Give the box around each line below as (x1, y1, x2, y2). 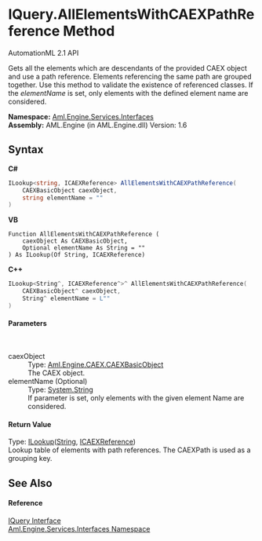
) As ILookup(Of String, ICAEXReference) (8, 251, 146, 259)
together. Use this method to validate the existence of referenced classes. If (8, 80, 253, 90)
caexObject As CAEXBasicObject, (22, 237, 128, 245)
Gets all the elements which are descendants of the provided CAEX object (8, 63, 247, 72)
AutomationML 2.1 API (8, 48, 79, 57)
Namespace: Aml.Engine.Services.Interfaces (8, 111, 155, 121)
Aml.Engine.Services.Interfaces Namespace (8, 524, 151, 533)
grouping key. (8, 454, 53, 463)
